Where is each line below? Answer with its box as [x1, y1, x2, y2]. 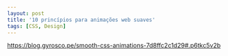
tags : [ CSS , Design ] [7, 23, 67, 29]
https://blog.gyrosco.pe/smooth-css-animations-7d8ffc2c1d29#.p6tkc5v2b [7, 42, 221, 50]
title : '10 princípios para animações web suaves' [7, 16, 156, 23]
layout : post [7, 10, 45, 17]
